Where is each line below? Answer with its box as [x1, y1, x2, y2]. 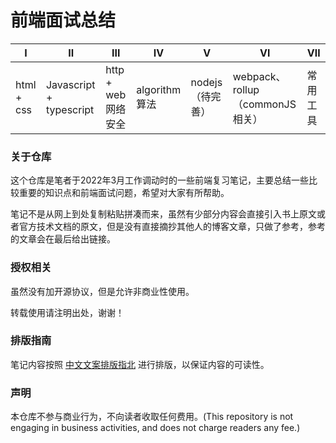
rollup [232, 82, 260, 96]
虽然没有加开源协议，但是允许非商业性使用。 [10, 285, 195, 297]
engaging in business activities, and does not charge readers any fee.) [10, 422, 301, 434]
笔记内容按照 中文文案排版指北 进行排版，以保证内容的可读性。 [10, 358, 270, 370]
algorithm [136, 82, 182, 96]
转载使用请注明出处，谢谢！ [10, 306, 125, 318]
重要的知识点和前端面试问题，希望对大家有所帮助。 [18, 187, 230, 199]
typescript [45, 102, 95, 116]
